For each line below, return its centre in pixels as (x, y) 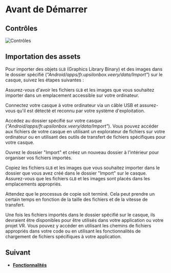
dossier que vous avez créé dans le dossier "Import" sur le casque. (76, 173)
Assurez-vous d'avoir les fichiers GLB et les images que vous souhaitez (80, 90)
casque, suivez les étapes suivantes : (45, 80)
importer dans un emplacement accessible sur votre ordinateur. (72, 95)
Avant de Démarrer (47, 9)
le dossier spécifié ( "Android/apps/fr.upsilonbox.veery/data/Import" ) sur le (84, 74)
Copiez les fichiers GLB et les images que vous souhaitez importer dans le (83, 167)
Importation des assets (43, 57)
